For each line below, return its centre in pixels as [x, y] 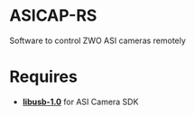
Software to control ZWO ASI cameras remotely [98, 40]
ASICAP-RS [53, 16]
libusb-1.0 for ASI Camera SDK [80, 102]
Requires [44, 77]
